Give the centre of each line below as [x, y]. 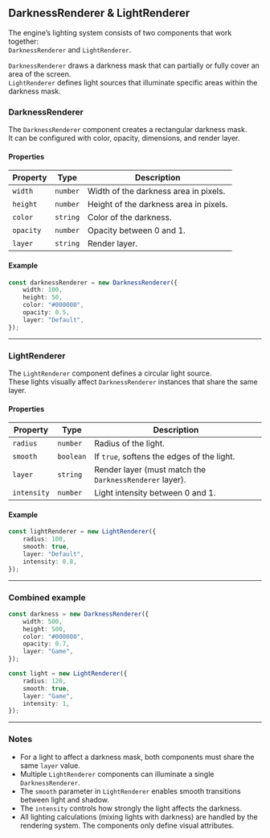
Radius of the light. [129, 444]
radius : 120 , [45, 681]
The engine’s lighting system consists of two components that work [120, 32]
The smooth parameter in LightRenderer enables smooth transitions [130, 791]
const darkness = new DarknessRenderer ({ [79, 614]
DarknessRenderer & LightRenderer [99, 13]
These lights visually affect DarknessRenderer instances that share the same [133, 381]
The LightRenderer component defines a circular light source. [110, 373]
